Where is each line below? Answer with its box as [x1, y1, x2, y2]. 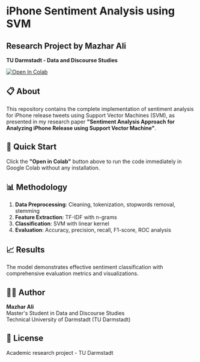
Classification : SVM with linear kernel [14, 220, 109, 227]
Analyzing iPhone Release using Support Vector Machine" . [6, 124, 157, 131]
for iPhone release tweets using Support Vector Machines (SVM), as [6, 111, 175, 119]
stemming [14, 207, 40, 215]
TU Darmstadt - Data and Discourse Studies [6, 57, 118, 64]
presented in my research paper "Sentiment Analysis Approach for [6, 118, 175, 125]
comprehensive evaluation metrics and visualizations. [6, 270, 139, 277]
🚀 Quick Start [6, 142, 57, 152]
